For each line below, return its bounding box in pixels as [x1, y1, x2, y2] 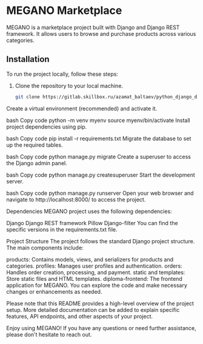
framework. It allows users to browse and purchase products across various [6, 30, 196, 37]
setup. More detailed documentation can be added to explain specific [6, 306, 180, 313]
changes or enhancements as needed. [6, 288, 102, 295]
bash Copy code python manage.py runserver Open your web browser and [6, 189, 194, 197]
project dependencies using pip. [6, 123, 87, 130]
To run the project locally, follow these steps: [6, 70, 118, 78]
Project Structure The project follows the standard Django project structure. [6, 237, 195, 245]
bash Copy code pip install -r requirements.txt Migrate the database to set [6, 135, 191, 142]
